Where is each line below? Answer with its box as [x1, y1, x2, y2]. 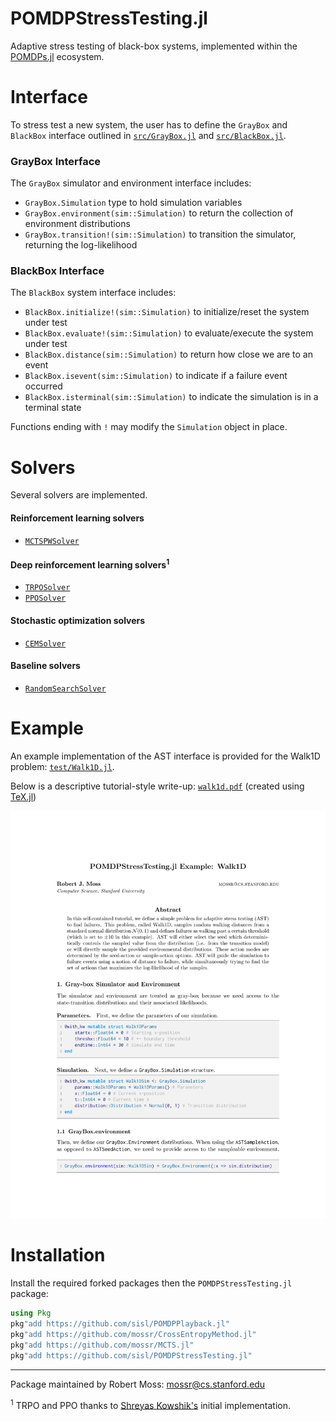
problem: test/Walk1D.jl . [10, 760, 115, 772]
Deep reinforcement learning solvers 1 [10, 557, 170, 571]
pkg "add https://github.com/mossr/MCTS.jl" [10, 1340, 195, 1350]
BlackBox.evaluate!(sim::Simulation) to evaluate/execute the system [24, 327, 314, 339]
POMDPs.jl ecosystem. [10, 50, 105, 62]
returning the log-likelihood [24, 239, 138, 251]
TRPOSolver [24, 583, 71, 593]
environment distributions [24, 218, 131, 230]
